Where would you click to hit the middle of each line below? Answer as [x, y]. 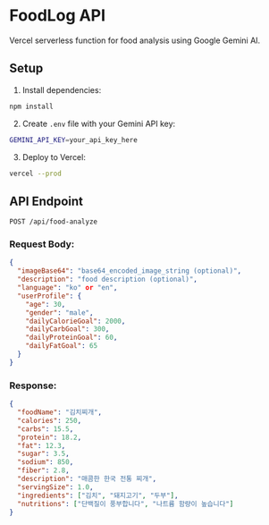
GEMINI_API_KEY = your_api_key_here [74, 140]
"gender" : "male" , [59, 313]
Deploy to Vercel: [54, 157]
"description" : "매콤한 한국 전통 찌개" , [87, 479]
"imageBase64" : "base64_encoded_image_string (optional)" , [130, 271]
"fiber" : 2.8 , [43, 470]
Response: [33, 385]
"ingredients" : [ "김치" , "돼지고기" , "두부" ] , [98, 495]
